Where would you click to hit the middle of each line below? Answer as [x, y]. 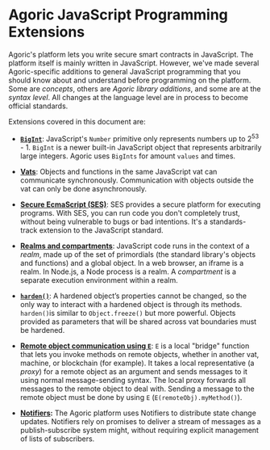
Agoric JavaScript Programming [118, 15]
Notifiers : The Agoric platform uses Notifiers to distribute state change [138, 413]
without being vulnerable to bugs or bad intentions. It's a [114, 221]
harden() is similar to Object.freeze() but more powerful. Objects [128, 313]
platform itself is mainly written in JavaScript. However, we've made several [134, 63]
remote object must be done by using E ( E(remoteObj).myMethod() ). [131, 397]
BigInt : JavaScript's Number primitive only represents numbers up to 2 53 [139, 137]
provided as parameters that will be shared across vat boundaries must [138, 322]
